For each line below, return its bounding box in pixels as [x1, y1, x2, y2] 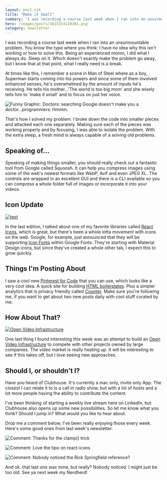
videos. [5, 186, 20, 192]
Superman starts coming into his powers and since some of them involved [5, 76, 157, 82]
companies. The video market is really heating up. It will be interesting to [5, 347, 154, 353]
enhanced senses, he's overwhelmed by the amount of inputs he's [5, 81, 142, 87]
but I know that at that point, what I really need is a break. [5, 61, 123, 67]
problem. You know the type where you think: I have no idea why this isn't [5, 45, 157, 51]
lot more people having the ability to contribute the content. [5, 390, 127, 396]
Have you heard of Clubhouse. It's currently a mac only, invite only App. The [5, 380, 162, 386]
